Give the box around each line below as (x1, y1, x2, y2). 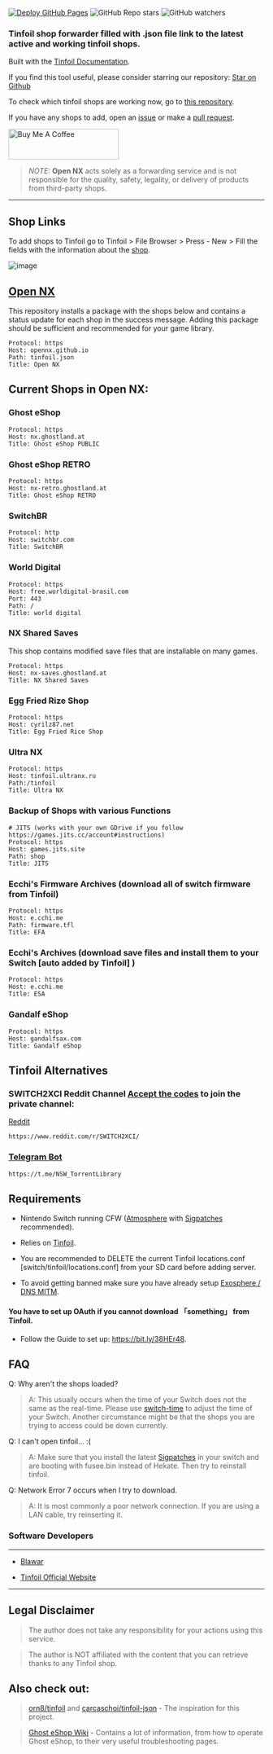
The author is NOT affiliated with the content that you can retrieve (28, 1650, 249, 1659)
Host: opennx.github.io (8, 346, 89, 354)
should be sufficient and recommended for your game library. (8, 323, 214, 333)
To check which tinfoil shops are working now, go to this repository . (8, 97, 235, 107)
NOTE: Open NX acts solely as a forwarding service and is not (28, 166, 237, 176)
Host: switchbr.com (8, 536, 75, 544)
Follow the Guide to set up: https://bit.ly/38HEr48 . (19, 1334, 187, 1343)
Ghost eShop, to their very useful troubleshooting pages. (28, 1736, 219, 1747)
